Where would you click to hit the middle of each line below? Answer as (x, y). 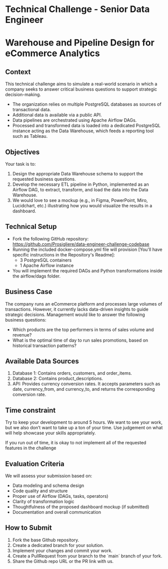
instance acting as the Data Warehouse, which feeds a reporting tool (83, 131)
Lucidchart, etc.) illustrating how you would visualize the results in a (82, 206)
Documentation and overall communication (57, 512)
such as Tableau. (30, 136)
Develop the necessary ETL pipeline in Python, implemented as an (80, 184)
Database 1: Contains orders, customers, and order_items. (72, 373)
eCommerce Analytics (52, 53)
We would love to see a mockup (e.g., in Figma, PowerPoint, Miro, (80, 200)
